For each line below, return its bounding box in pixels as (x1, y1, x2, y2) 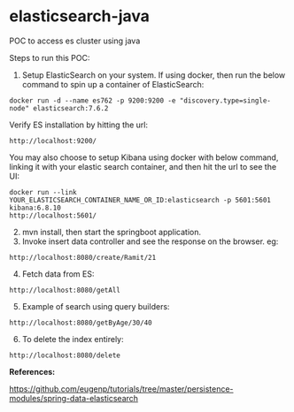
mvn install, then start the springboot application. (21, 226, 202, 237)
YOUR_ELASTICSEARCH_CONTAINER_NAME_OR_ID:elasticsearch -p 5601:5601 (9, 195, 272, 204)
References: (9, 366, 56, 377)
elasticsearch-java (9, 6, 151, 27)
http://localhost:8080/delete (9, 351, 121, 360)
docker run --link (9, 187, 77, 196)
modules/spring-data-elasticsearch (9, 393, 139, 403)
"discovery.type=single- (179, 95, 272, 105)
